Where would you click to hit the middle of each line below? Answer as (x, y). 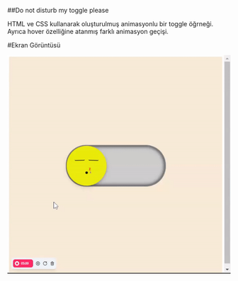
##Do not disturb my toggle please (58, 10)
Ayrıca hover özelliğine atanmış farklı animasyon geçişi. (88, 31)
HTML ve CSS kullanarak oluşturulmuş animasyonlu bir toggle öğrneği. (110, 24)
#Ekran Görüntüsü (34, 45)
